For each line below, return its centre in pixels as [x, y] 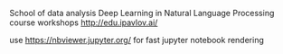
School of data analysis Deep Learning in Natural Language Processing [142, 13]
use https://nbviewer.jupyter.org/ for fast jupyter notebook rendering [137, 40]
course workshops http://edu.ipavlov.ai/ [84, 22]
